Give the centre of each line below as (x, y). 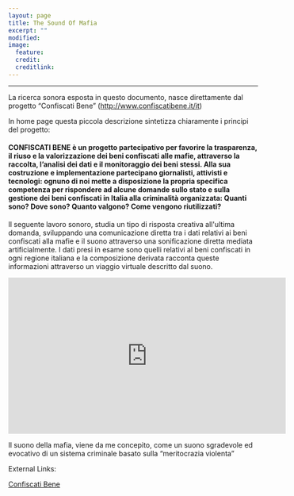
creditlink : (35, 67)
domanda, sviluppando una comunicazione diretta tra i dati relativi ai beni (128, 233)
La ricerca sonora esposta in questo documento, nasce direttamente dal (126, 97)
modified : (25, 38)
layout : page (30, 15)
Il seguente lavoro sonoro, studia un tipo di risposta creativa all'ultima (122, 224)
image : (19, 45)
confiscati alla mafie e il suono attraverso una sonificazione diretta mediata (131, 241)
